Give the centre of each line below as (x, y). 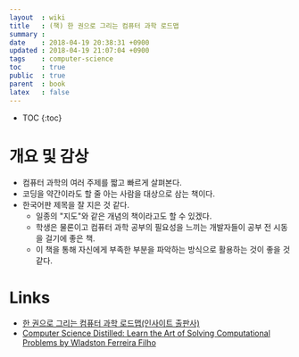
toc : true (37, 68)
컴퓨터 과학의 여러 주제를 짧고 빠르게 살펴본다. (102, 183)
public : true (37, 76)
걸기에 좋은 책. (70, 238)
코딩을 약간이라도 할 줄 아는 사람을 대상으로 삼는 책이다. (119, 194)
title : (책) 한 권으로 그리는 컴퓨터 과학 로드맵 (94, 26)
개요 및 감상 (49, 156)
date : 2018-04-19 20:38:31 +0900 (79, 42)
